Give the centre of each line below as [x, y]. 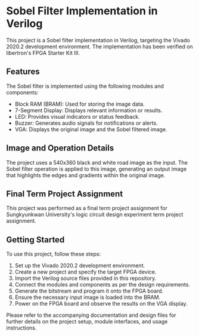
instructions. [21, 328]
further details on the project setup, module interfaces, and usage [87, 322]
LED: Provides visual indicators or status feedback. [77, 116]
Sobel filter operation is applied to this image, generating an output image [97, 169]
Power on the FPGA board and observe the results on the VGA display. [101, 304]
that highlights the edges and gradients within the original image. [86, 175]
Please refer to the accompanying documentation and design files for [91, 315]
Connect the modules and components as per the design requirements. [102, 285]
